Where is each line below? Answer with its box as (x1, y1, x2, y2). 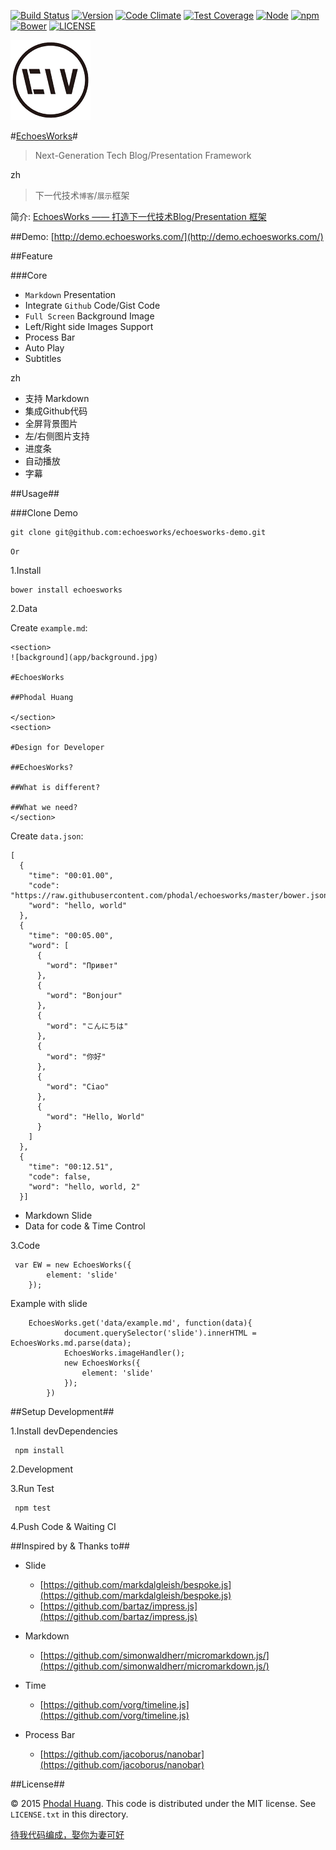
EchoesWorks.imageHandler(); (63, 1348, 186, 1358)
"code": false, (28, 1172, 92, 1182)
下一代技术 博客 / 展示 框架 (34, 190, 130, 201)
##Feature (10, 250, 53, 262)
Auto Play (24, 342, 65, 354)
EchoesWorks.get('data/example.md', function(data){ (28, 1318, 253, 1328)
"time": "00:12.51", (28, 1162, 114, 1172)
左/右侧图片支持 (24, 430, 90, 442)
